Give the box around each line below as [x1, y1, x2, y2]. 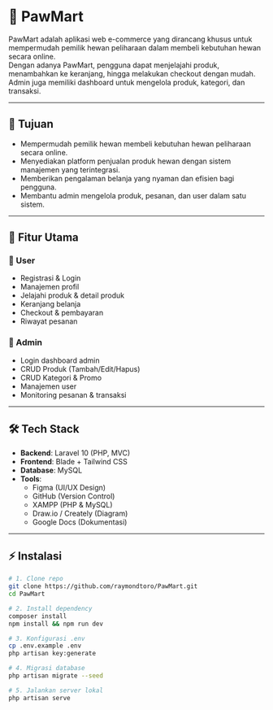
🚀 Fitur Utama [8, 231, 79, 245]
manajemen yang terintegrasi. [19, 164, 120, 174]
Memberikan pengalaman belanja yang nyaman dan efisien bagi [19, 173, 235, 183]
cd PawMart [8, 590, 45, 599]
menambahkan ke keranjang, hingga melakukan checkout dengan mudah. [8, 68, 256, 78]
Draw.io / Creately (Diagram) [32, 508, 128, 518]
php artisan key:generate [8, 650, 96, 658]
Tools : [19, 473, 42, 483]
